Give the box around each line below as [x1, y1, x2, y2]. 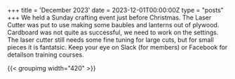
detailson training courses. [7, 50, 84, 59]
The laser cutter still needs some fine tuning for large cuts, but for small [7, 36, 214, 44]
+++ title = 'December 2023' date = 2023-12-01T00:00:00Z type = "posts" [7, 6, 224, 14]
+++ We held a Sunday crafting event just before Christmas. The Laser [7, 13, 212, 22]
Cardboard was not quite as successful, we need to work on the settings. [7, 28, 219, 36]
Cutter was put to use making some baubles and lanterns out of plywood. [7, 21, 220, 29]
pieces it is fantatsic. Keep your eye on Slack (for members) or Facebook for [7, 43, 228, 51]
